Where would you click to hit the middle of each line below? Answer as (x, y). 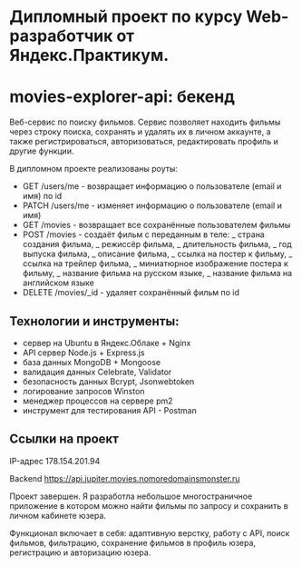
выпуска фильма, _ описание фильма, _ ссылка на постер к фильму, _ (157, 254)
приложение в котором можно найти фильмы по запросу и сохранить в (149, 505)
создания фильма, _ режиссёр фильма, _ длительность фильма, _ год (157, 244)
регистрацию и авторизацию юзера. (80, 552)
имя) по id (42, 196)
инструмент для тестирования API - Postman (109, 410)
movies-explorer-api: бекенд (122, 97)
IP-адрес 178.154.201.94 (55, 461)
